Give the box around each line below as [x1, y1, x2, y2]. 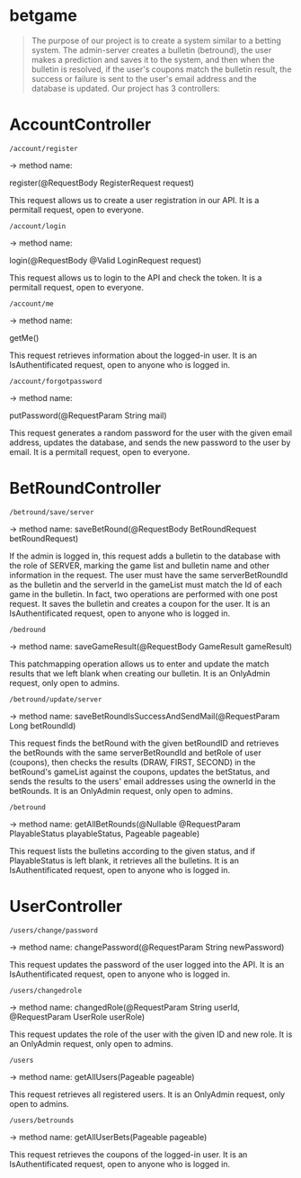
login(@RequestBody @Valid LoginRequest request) [9, 254, 202, 265]
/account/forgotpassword [9, 377, 102, 386]
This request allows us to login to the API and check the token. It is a [9, 272, 262, 283]
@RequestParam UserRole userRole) [9, 1011, 146, 1022]
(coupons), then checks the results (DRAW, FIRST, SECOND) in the [9, 756, 256, 767]
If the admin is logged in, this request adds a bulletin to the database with [9, 550, 281, 561]
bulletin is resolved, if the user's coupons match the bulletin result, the [31, 64, 292, 75]
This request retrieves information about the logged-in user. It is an [9, 350, 258, 361]
